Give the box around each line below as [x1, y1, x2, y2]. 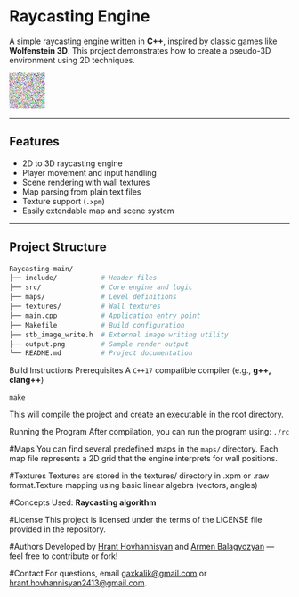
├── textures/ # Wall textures [9, 302, 162, 311]
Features [9, 134, 60, 149]
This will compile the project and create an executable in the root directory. [9, 409, 285, 420]
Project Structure [9, 239, 107, 255]
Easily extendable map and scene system [21, 205, 174, 216]
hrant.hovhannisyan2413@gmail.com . [9, 577, 148, 588]
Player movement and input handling [21, 167, 158, 178]
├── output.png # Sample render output [9, 339, 190, 349]
